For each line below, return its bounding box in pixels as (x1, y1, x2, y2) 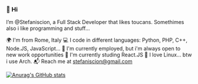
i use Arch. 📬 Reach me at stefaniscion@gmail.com (6, 58, 133, 65)
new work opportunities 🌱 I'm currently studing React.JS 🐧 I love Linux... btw (6, 51, 192, 58)
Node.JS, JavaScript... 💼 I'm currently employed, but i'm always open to (6, 45, 181, 52)
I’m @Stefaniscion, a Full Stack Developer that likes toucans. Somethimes (6, 19, 184, 26)
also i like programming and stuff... (6, 25, 90, 32)
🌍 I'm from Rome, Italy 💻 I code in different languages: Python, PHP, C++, (6, 36, 187, 43)
